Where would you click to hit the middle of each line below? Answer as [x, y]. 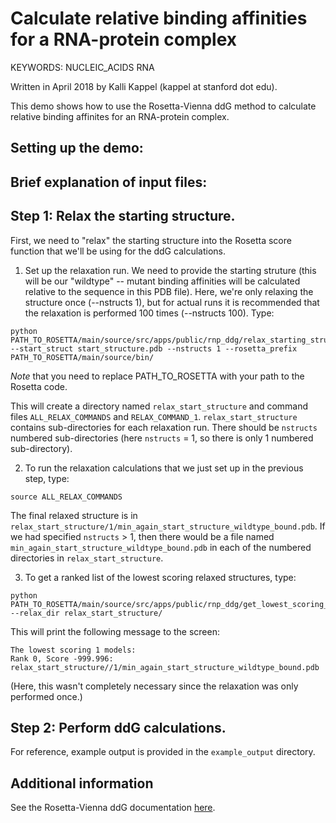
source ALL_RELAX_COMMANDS [66, 497]
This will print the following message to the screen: [115, 631]
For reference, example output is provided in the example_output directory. [163, 752]
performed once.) [46, 696]
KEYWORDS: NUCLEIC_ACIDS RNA [82, 67]
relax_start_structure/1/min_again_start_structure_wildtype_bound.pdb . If [168, 526]
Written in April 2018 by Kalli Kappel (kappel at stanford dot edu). [144, 86]
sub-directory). [41, 448]
